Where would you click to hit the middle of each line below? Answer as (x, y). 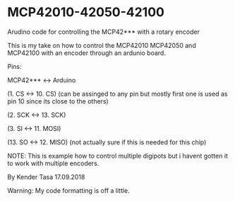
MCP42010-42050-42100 (86, 12)
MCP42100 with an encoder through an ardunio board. (86, 53)
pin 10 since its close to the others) (58, 101)
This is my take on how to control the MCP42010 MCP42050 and (102, 45)
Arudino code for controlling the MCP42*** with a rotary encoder (103, 32)
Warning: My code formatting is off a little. (68, 190)
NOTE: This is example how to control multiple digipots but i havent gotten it (117, 156)
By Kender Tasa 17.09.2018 (46, 177)
